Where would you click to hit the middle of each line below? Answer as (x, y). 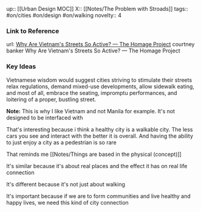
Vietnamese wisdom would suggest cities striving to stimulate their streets (99, 80)
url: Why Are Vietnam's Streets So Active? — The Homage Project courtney (101, 44)
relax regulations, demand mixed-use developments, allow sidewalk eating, (100, 86)
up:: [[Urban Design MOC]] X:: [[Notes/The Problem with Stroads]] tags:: (97, 9)
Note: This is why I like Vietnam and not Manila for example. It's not (90, 111)
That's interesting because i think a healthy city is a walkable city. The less (100, 129)
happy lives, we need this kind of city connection (67, 202)
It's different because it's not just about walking (66, 184)
